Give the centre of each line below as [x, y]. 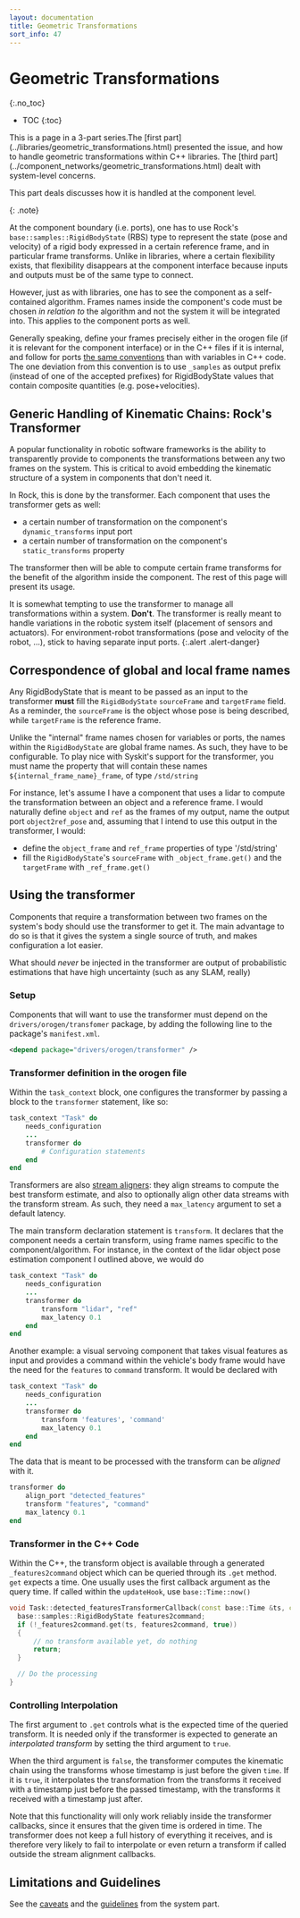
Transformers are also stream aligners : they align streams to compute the [144, 1185]
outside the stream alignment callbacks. [83, 1855]
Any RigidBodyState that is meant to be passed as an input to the [129, 691]
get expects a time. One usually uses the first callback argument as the [140, 1582]
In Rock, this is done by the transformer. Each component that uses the [140, 495]
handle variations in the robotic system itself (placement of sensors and [141, 623]
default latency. [38, 1214]
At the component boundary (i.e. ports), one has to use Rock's [124, 228]
